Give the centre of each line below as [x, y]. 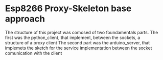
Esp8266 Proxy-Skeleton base [68, 9]
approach [25, 19]
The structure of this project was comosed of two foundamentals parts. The [81, 32]
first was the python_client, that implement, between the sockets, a [73, 38]
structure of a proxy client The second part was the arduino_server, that [78, 42]
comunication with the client [34, 53]
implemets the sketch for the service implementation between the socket [79, 48]
